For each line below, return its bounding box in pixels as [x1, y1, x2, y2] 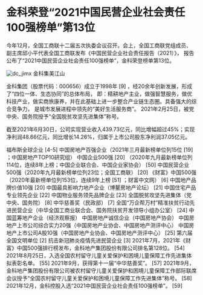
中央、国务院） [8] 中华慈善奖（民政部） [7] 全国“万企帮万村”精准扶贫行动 [6, 199, 190, 206]
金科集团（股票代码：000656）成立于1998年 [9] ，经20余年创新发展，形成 [6, 82, 193, 89]
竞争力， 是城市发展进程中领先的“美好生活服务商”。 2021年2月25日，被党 [11, 105, 195, 112]
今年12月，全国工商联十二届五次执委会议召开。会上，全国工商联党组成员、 [6, 42, 192, 49]
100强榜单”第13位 [6, 21, 95, 34]
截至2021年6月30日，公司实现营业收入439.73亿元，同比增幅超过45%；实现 [6, 125, 195, 133]
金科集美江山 [33, 70, 65, 77]
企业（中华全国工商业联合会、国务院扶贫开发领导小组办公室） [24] [22, 206, 188, 213]
